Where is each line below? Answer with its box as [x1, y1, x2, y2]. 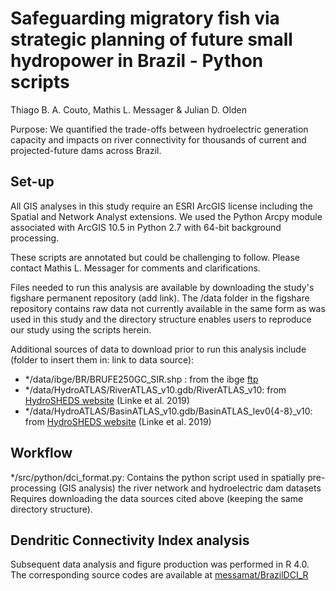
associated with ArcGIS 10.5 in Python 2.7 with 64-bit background [10, 221, 282, 233]
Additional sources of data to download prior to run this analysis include [10, 343, 307, 355]
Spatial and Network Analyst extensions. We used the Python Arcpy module [10, 210, 323, 222]
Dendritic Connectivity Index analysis [10, 532, 250, 549]
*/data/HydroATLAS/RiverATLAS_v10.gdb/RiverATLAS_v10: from [24, 383, 287, 396]
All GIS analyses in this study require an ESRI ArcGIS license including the [10, 200, 313, 212]
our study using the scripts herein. [10, 323, 152, 336]
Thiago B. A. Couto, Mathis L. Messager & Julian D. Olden [10, 103, 247, 116]
